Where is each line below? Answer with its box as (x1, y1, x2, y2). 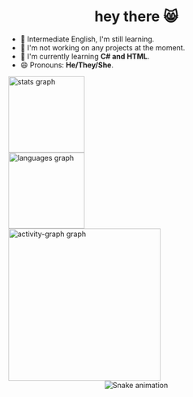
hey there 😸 (94, 7, 178, 26)
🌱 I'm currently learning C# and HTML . (19, 51, 150, 61)
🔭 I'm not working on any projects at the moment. (19, 42, 186, 52)
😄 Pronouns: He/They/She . (19, 60, 114, 70)
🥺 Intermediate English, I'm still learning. (19, 34, 155, 44)
